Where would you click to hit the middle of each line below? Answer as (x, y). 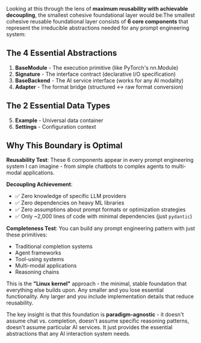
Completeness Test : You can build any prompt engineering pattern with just (101, 229)
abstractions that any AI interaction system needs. (68, 334)
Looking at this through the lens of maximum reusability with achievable (97, 9)
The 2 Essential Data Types (58, 106)
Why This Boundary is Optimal (64, 146)
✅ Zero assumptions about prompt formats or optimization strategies (100, 209)
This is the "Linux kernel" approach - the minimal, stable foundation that (97, 284)
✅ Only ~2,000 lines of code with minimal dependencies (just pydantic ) (104, 217)
